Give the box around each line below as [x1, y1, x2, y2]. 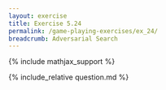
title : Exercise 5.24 [8, 19, 82, 28]
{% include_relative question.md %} [8, 72, 129, 82]
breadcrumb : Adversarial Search [8, 34, 118, 43]
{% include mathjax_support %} [8, 57, 116, 66]
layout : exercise [8, 11, 68, 20]
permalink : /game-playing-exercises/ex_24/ [8, 27, 159, 35]
